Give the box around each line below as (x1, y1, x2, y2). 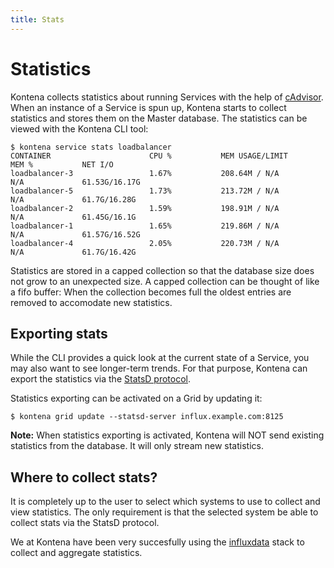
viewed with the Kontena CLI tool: (10, 122, 149, 135)
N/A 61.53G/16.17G (10, 177, 141, 187)
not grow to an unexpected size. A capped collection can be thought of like (10, 275, 320, 287)
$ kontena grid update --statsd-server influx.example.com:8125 (10, 412, 284, 422)
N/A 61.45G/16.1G (10, 212, 137, 222)
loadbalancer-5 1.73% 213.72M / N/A (10, 186, 280, 196)
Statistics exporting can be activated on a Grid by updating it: (10, 392, 263, 405)
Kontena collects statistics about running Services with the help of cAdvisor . (10, 91, 324, 103)
